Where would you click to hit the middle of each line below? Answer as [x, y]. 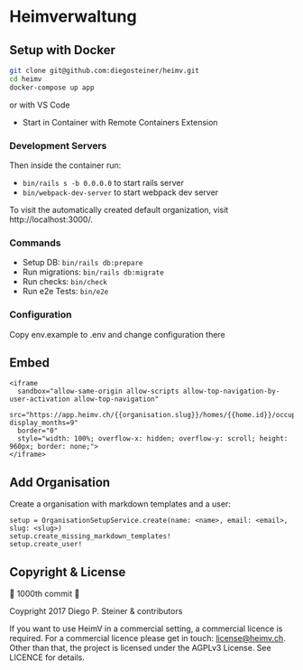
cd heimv [26, 79]
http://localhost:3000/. [51, 219]
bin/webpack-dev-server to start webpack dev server [120, 192]
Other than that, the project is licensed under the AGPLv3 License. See [141, 647]
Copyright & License [68, 572]
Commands [35, 243]
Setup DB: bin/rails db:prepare [83, 263]
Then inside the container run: [65, 165]
